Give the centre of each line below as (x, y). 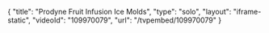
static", (19, 20)
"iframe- (247, 12)
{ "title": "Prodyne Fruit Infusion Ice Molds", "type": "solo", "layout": (120, 12)
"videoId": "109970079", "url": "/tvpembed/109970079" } (127, 20)
